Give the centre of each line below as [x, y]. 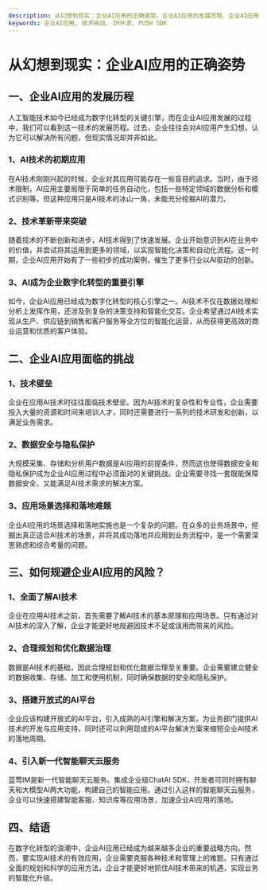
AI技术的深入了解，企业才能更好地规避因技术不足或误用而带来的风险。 [123, 626]
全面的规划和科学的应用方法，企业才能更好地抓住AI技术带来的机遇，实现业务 [133, 868]
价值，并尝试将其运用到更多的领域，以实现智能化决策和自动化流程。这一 [133, 250]
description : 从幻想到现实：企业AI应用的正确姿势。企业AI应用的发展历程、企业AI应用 [134, 16]
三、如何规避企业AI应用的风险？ [87, 573]
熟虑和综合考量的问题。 [53, 545]
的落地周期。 [29, 738]
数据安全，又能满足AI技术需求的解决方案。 [78, 483]
